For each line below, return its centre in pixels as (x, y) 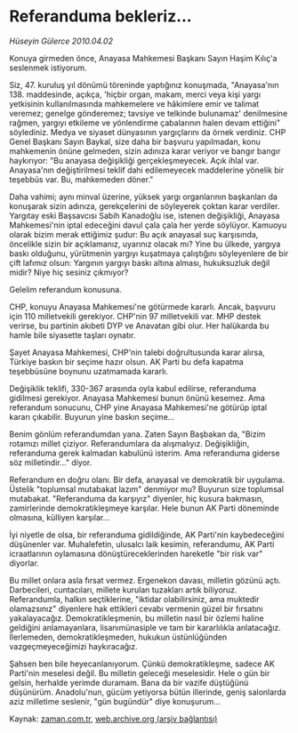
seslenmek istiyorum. (48, 68)
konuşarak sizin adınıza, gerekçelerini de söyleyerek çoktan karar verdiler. (145, 205)
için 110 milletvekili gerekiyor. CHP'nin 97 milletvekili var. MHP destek (135, 316)
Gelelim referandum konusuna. (65, 289)
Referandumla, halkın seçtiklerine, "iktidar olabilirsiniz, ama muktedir (134, 599)
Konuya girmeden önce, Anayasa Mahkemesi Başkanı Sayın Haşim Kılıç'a (143, 58)
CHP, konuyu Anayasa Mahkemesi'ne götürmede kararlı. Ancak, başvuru (142, 306)
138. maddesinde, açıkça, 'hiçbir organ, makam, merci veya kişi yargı (135, 94)
